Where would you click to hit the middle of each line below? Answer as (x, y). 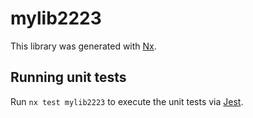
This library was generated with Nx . (83, 46)
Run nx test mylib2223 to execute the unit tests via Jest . (127, 101)
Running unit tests (68, 77)
